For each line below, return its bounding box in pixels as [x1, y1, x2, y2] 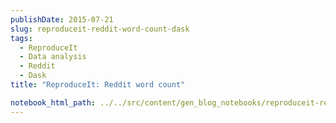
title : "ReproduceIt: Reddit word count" [10, 80, 186, 90]
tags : [10, 33, 33, 43]
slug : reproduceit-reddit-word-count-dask [10, 24, 190, 34]
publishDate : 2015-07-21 [10, 14, 114, 25]
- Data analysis [19, 52, 87, 62]
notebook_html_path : [10, 97, 97, 108]
